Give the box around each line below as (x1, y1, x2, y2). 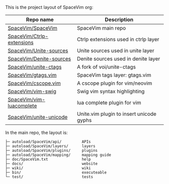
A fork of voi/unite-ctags (77, 64, 136, 70)
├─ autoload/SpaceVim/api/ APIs (5, 139, 92, 144)
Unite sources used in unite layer (77, 47, 154, 54)
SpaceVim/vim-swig (8, 88, 57, 95)
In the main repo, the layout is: (5, 130, 68, 135)
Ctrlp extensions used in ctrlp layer (77, 36, 159, 43)
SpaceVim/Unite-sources (8, 47, 68, 54)
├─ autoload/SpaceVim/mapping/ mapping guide (5, 152, 112, 157)
